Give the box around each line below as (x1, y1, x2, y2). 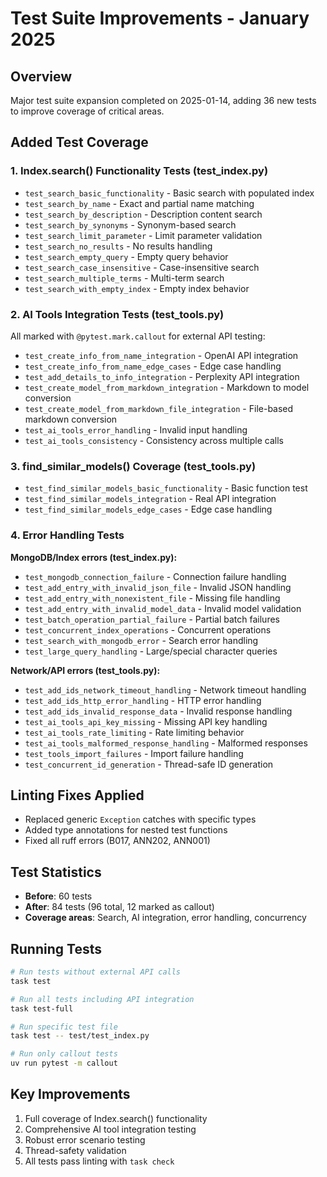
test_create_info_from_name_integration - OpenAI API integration (24, 349, 299, 361)
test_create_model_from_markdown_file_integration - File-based (24, 402, 294, 414)
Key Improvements (10, 1086, 131, 1103)
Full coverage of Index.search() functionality (24, 1112, 208, 1124)
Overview (10, 68, 73, 85)
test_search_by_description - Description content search (24, 208, 263, 220)
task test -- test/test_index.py (10, 1031, 150, 1041)
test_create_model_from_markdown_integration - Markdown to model (24, 381, 310, 393)
